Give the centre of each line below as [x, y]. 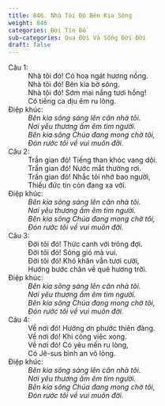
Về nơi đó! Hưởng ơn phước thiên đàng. [92, 328]
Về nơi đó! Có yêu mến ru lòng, [78, 345]
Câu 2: [19, 152]
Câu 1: [19, 67]
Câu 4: [19, 320]
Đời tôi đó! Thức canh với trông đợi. [85, 244]
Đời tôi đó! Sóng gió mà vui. [73, 252]
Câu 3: [19, 236]
